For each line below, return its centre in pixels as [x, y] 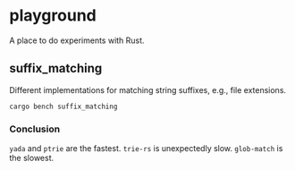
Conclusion [35, 129]
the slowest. [32, 158]
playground [53, 16]
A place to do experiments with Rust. [77, 40]
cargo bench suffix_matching [63, 106]
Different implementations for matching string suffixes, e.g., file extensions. [148, 89]
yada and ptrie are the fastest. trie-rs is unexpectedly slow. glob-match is [146, 149]
